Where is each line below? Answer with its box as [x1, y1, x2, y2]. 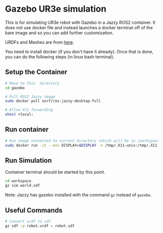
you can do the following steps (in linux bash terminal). [5, 54, 115, 59]
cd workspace [5, 179, 32, 183]
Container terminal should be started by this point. [5, 169, 105, 175]
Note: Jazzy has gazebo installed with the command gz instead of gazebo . [5, 192, 152, 198]
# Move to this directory [5, 81, 60, 86]
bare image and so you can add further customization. [5, 30, 114, 36]
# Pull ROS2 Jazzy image [5, 94, 55, 99]
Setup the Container [5, 68, 67, 76]
